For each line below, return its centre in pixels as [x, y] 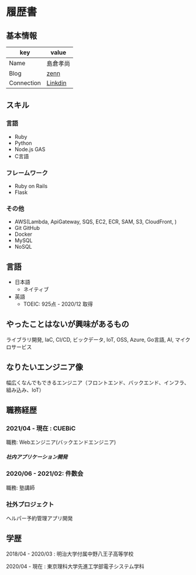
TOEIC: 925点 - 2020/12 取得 [58, 304]
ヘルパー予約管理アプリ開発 [39, 519]
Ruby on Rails [31, 186]
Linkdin [56, 83]
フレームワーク [27, 173]
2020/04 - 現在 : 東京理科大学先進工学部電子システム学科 [75, 566]
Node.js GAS [30, 149]
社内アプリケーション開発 [37, 457]
